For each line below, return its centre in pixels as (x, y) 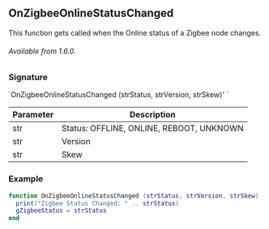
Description (152, 115)
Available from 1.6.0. (42, 51)
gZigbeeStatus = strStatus (61, 211)
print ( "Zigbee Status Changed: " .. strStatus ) (98, 203)
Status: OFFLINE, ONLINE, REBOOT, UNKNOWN (152, 129)
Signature (28, 78)
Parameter (33, 115)
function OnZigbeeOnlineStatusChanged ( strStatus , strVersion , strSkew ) (134, 196)
